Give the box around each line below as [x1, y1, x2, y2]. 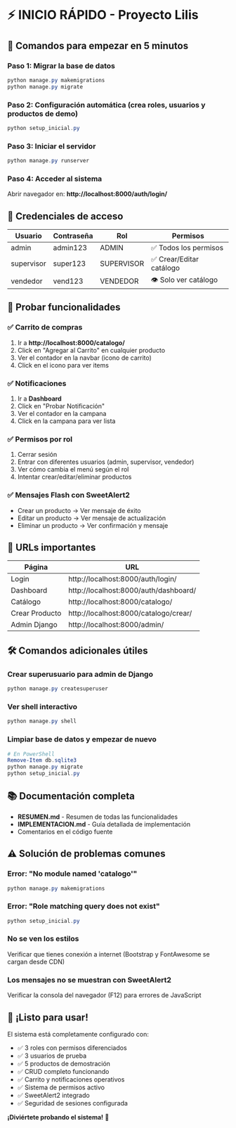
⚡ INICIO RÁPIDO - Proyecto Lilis [7, 7, 199, 23]
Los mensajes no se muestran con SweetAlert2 [7, 975, 172, 985]
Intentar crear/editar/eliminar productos [17, 473, 132, 481]
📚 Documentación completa [7, 790, 136, 803]
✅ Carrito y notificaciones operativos [17, 1075, 125, 1084]
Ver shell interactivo [7, 701, 78, 711]
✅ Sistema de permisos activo [17, 1083, 105, 1091]
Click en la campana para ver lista [17, 417, 116, 425]
